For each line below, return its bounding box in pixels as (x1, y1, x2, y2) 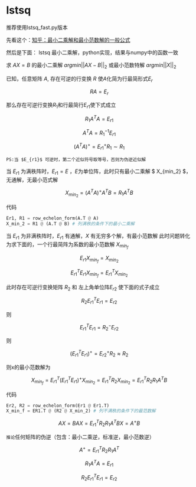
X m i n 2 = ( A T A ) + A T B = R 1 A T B (64, 188, 134, 198)
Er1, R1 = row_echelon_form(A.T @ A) (6, 215, 99, 221)
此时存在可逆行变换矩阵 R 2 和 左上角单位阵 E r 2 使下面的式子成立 (6, 283, 160, 292)
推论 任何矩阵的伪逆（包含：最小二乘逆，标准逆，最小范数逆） (6, 433, 155, 440)
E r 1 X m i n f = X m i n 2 (79, 254, 119, 263)
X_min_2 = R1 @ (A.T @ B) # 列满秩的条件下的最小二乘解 (6, 221, 135, 227)
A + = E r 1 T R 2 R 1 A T (79, 445, 120, 455)
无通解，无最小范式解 (6, 177, 58, 184)
